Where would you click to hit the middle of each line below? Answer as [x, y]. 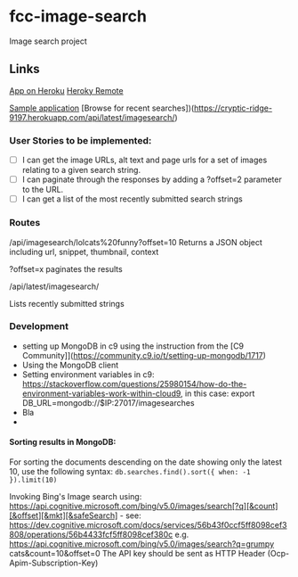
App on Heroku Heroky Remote [66, 90]
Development [39, 326]
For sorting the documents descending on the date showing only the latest [146, 462]
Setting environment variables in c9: [88, 374]
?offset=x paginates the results [66, 268]
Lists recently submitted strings [67, 303]
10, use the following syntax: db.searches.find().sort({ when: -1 [130, 472]
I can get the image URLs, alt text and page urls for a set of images [145, 160]
